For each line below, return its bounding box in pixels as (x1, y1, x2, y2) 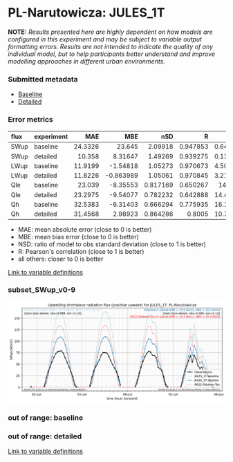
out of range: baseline (8, 413, 84, 423)
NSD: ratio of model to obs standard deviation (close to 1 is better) (17, 240, 207, 248)
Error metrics (8, 115, 54, 124)
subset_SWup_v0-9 (8, 285, 76, 295)
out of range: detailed (8, 431, 82, 441)
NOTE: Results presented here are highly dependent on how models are (8, 28, 213, 36)
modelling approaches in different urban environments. (8, 57, 165, 65)
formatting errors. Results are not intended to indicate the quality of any (8, 42, 214, 50)
